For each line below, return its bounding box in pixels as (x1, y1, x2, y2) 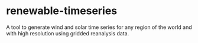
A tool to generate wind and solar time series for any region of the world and (6, 24, 192, 31)
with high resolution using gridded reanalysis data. (6, 29, 129, 37)
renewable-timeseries (6, 4, 118, 18)
